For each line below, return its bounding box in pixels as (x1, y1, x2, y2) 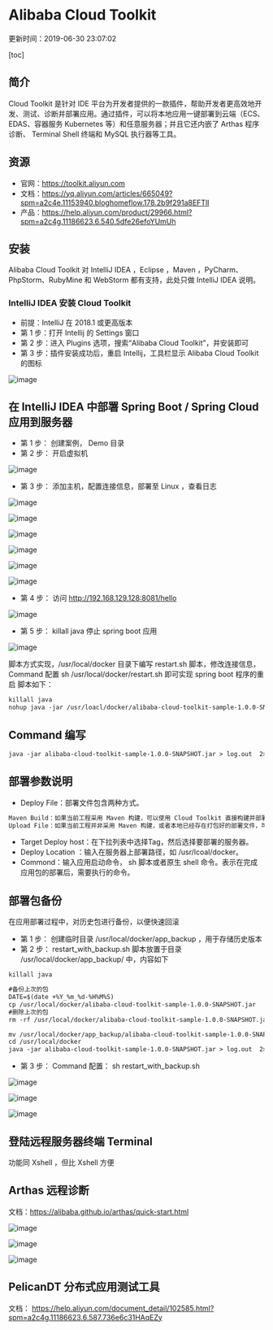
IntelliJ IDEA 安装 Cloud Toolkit (8, 298, 132, 309)
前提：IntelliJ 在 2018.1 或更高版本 (19, 317, 133, 327)
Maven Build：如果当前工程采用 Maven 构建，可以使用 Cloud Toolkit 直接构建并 (8, 814, 256, 822)
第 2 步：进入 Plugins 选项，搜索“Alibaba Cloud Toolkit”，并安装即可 (19, 337, 249, 347)
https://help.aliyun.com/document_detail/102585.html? (31, 1303, 214, 1313)
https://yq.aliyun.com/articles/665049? (41, 189, 173, 198)
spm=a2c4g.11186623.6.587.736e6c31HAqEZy (8, 1312, 162, 1322)
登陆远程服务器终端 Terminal (8, 1134, 153, 1148)
